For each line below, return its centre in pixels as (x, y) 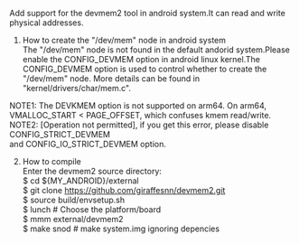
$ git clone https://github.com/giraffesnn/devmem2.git (124, 190)
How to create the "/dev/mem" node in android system (124, 40)
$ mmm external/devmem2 (73, 219)
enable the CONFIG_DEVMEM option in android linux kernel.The (141, 59)
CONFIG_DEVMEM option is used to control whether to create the (145, 69)
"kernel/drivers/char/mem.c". (76, 88)
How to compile (51, 161)
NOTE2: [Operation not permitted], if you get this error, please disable (139, 125)
